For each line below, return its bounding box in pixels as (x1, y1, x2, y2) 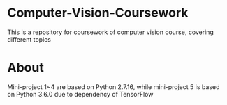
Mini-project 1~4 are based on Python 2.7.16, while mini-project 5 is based (7, 82, 220, 91)
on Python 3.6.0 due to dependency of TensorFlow (7, 90, 154, 98)
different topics (7, 35, 51, 43)
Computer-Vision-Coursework (7, 5, 189, 21)
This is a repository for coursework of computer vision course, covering (7, 28, 214, 36)
